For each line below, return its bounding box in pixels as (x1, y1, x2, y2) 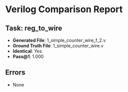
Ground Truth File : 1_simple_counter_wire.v (12, 43, 104, 49)
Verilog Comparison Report (5, 4, 123, 15)
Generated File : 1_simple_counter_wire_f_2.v (12, 37, 106, 43)
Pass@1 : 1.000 (12, 53, 44, 59)
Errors (5, 68, 25, 77)
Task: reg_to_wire (5, 24, 62, 33)
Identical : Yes (12, 48, 42, 54)
